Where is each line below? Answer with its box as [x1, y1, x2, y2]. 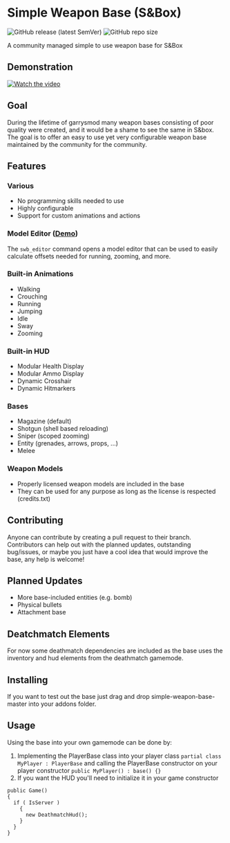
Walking [17, 285, 41, 293]
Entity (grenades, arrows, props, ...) [17, 439, 119, 447]
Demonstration [7, 61, 74, 73]
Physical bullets [17, 601, 62, 609]
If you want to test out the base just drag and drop [7, 692, 150, 700]
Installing [7, 674, 48, 686]
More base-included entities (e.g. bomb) [17, 594, 133, 602]
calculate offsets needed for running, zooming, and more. [7, 251, 171, 260]
